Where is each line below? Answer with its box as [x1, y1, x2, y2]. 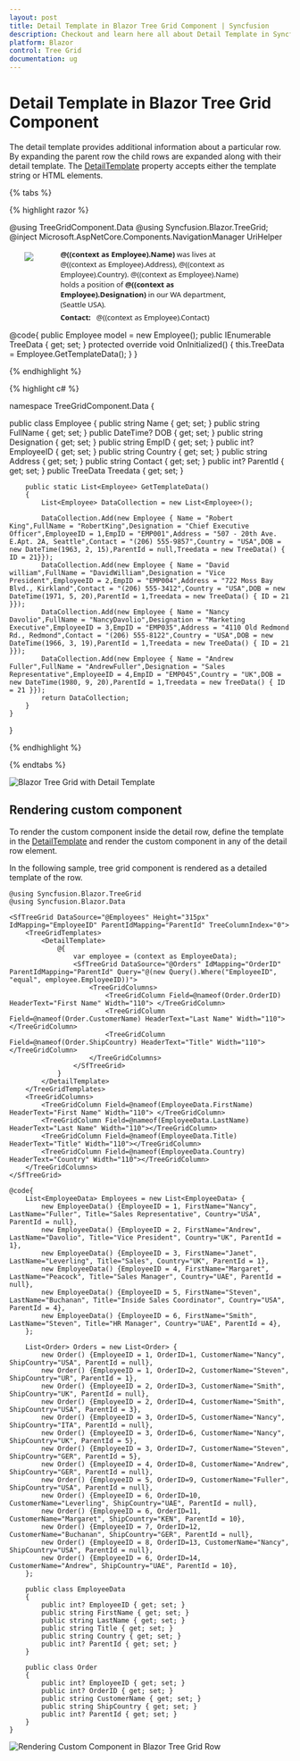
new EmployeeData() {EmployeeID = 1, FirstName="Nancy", [41, 1202, 257, 1211]
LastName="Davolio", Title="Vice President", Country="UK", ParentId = [9, 1233, 281, 1242]
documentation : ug [9, 54, 78, 63]
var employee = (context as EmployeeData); [72, 952, 238, 961]
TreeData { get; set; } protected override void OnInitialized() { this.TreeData [9, 338, 285, 349]
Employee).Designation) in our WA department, [60, 288, 226, 300]
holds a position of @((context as [60, 279, 175, 290]
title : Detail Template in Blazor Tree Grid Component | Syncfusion [9, 21, 270, 30]
